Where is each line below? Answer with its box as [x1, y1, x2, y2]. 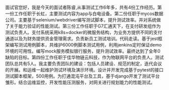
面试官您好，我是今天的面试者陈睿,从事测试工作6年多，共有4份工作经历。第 [5, 4, 162, 10]
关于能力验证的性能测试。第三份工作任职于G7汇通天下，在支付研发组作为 [9, 23, 161, 29]
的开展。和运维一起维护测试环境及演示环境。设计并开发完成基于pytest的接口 [5, 67, 163, 72]
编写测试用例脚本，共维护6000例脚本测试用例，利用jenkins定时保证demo [9, 42, 162, 47]
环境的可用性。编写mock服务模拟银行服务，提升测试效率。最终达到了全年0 [5, 48, 161, 54]
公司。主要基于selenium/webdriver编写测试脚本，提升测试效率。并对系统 [5, 17, 157, 22]
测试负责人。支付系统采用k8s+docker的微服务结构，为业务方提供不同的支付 [5, 29, 162, 35]
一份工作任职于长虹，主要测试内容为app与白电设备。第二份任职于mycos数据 [5, 10, 163, 16]
